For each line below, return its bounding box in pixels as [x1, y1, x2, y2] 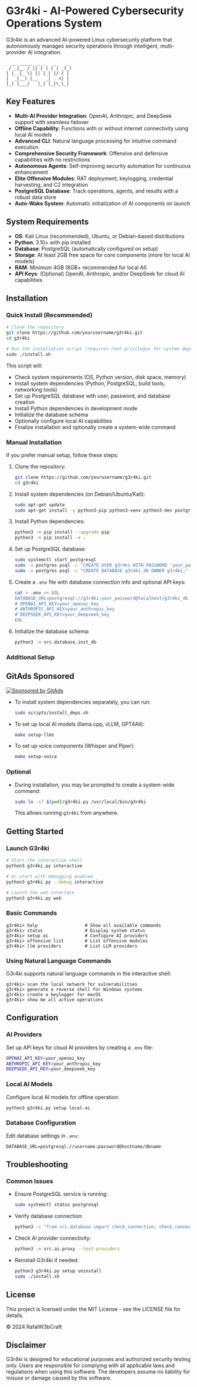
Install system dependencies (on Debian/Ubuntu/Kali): [14, 490, 145, 497]
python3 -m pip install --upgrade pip [14, 529, 110, 535]
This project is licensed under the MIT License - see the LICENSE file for [6, 1305, 181, 1312]
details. [6, 1312, 24, 1319]
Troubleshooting [6, 1160, 69, 1170]
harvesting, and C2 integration [14, 181, 89, 188]
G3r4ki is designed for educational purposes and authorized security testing [6, 1356, 191, 1363]
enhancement [14, 168, 49, 175]
